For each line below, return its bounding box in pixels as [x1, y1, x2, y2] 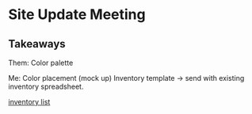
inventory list [8, 97, 51, 106]
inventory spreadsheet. [8, 82, 84, 91]
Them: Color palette [8, 58, 74, 67]
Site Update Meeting [8, 6, 146, 24]
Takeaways [8, 37, 66, 51]
